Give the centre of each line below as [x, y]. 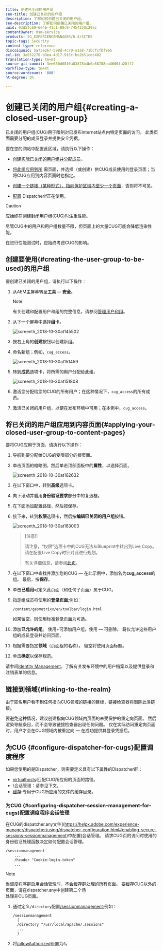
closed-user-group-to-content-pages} [65, 432]
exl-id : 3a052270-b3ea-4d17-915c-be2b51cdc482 [53, 55]
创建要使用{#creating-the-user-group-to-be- [75, 259]
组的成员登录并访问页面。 [38, 635]
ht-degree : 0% [20, 77]
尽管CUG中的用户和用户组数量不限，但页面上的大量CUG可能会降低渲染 [77, 226]
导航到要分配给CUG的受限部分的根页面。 [53, 455]
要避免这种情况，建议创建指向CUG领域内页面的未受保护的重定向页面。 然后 [81, 718]
